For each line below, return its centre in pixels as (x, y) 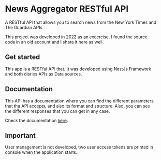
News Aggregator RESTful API (67, 9)
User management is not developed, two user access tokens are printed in (79, 147)
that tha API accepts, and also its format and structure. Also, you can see (78, 106)
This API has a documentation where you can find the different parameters (79, 101)
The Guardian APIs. (24, 27)
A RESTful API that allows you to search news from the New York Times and (81, 22)
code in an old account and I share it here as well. (54, 42)
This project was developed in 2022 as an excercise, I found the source (76, 37)
